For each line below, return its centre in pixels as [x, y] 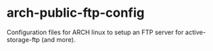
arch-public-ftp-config [76, 13]
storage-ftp [23, 39]
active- [196, 32]
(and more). [59, 39]
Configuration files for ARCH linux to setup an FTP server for [95, 32]
